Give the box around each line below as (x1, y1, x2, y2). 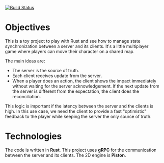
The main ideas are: (5, 58, 45, 64)
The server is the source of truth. (12, 67, 80, 73)
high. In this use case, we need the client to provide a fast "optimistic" (5, 108, 146, 114)
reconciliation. (12, 93, 41, 99)
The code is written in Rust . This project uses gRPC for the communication (5, 147, 157, 153)
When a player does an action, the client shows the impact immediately (12, 78, 157, 83)
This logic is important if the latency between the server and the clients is (5, 103, 154, 109)
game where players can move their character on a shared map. (5, 48, 135, 54)
